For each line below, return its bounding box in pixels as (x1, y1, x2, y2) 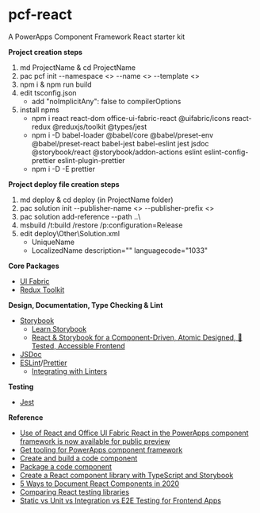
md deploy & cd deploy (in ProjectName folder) (19, 195, 174, 204)
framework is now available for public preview (19, 436, 170, 446)
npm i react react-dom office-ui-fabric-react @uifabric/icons (31, 113, 231, 122)
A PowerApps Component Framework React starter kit (8, 32, 185, 41)
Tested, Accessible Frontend (31, 340, 125, 351)
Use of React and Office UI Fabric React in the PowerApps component (19, 428, 249, 437)
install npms (19, 105, 59, 115)
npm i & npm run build (19, 80, 93, 89)
